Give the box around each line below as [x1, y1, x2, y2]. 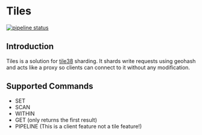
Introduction [6, 41, 54, 52]
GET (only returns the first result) [14, 116, 98, 124]
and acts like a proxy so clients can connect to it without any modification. [6, 64, 191, 71]
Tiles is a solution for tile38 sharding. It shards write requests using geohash [6, 57, 196, 64]
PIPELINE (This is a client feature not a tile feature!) [14, 122, 142, 130]
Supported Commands [6, 81, 93, 91]
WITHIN [14, 110, 35, 117]
